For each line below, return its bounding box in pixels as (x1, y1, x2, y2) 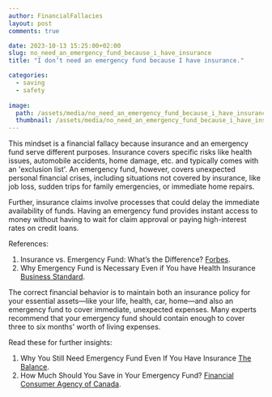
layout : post (8, 19, 53, 28)
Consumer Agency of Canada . (19, 379, 121, 389)
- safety (15, 86, 45, 94)
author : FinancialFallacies (8, 11, 104, 20)
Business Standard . (19, 272, 86, 282)
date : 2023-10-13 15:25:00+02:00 (8, 41, 121, 49)
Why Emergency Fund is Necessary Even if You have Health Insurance (19, 263, 257, 273)
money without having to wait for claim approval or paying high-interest (8, 215, 247, 224)
